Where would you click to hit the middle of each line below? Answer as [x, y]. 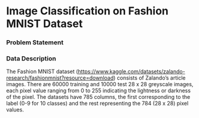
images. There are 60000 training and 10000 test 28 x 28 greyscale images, [100, 84]
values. [15, 110]
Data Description [31, 59]
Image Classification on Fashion [87, 11]
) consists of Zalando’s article [149, 78]
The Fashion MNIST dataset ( [42, 72]
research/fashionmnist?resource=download [60, 78]
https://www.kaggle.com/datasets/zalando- [131, 72]
